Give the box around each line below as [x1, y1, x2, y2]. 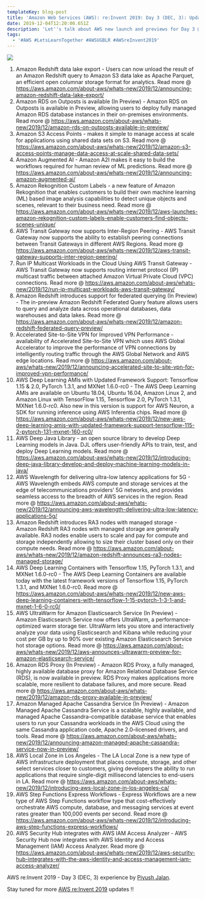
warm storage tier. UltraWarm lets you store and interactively [42, 622, 194, 630]
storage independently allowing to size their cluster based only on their [15, 538, 194, 545]
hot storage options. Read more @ [15, 642, 102, 649]
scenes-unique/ [15, 221, 56, 228]
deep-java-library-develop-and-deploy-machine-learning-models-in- [15, 461, 190, 467]
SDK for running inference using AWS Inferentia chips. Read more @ [15, 409, 187, 416]
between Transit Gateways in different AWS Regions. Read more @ [15, 240, 184, 247]
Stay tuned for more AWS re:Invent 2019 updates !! [7, 886, 134, 893]
